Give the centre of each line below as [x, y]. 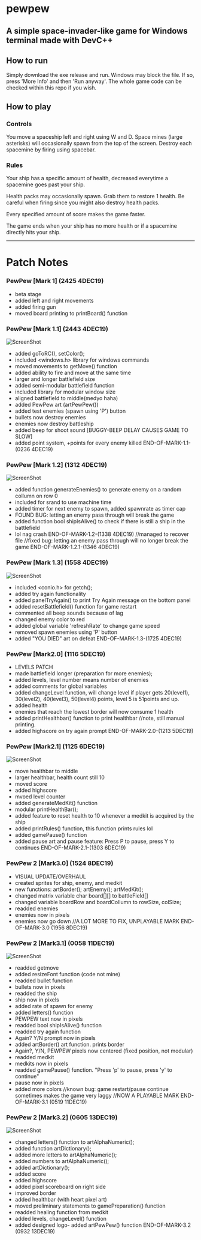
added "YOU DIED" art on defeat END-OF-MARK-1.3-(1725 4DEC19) [98, 638]
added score [31, 1174]
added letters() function [44, 1012]
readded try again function [48, 1032]
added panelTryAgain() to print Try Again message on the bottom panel [103, 600]
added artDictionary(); [42, 1168]
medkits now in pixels [42, 1063]
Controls [19, 124]
